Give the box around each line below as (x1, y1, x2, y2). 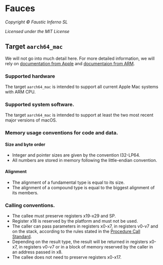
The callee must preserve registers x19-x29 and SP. (12, 212, 116, 219)
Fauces (5, 3, 36, 14)
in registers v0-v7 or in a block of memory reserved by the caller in (18, 244, 153, 249)
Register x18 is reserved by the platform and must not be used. (12, 218, 138, 224)
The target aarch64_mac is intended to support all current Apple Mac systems (5, 84, 159, 90)
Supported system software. (5, 101, 74, 107)
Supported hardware (5, 72, 55, 79)
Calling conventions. (5, 202, 55, 209)
